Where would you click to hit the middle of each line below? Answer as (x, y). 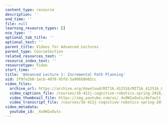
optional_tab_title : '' (30, 38)
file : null (16, 24)
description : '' (22, 14)
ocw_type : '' (19, 33)
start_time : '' (21, 70)
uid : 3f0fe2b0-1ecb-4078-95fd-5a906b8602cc (51, 79)
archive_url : (23, 88)
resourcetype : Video (27, 65)
